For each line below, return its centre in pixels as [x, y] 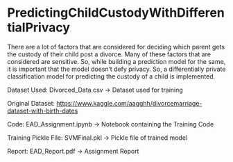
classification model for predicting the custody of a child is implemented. [111, 76]
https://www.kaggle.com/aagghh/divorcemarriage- [129, 103]
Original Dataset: [31, 103]
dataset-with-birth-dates [43, 111]
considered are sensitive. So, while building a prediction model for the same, [116, 61]
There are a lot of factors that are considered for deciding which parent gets [116, 47]
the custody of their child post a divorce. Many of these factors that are [109, 54]
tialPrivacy [39, 27]
